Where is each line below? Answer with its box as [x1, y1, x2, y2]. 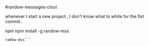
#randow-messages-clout [5, 4, 57, 10]
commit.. [5, 19, 23, 24]
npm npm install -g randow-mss [5, 28, 69, 33]
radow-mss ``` [5, 37, 32, 42]
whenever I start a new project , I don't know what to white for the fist [5, 14, 144, 19]
